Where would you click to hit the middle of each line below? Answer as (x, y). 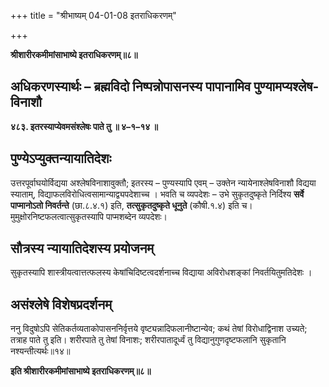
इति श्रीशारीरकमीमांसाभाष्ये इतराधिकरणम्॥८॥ (81, 371)
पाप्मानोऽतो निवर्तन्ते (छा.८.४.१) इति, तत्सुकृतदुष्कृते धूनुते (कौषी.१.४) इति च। (131, 205)
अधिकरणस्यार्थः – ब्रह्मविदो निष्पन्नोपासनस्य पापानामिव (131, 86)
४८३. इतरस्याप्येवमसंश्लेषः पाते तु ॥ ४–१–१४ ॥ (84, 126)
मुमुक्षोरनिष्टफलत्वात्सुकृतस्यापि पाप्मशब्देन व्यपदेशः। (89, 216)
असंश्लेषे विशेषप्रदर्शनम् (61, 304)
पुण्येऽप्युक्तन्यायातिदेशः (61, 158)
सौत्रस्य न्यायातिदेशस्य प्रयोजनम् (82, 248)
